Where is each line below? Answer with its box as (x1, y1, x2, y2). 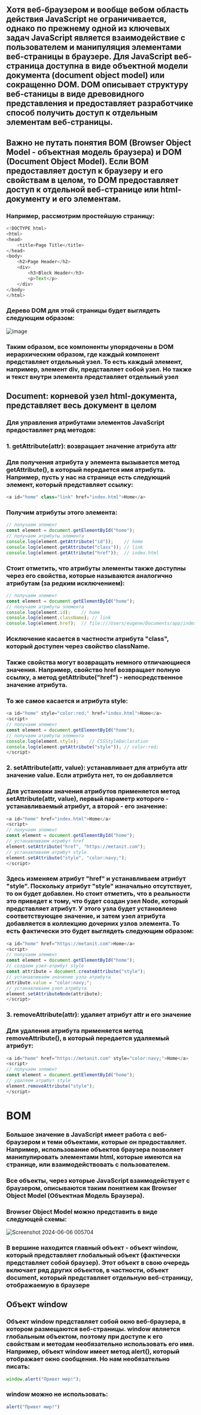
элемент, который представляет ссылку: (6, 480, 133, 489)
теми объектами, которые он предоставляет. (47, 1137, 187, 1146)
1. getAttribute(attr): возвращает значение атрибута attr (6, 442, 177, 450)
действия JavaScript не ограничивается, (6, 14, 166, 25)
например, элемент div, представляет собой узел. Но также (6, 365, 192, 374)
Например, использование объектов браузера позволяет (6, 1145, 184, 1154)
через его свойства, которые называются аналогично (6, 571, 173, 580)
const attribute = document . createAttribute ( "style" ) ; (6, 968, 146, 975)
